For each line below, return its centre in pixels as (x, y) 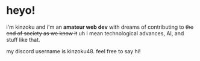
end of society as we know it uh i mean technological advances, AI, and (95, 33)
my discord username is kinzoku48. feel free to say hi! (73, 51)
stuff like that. (23, 39)
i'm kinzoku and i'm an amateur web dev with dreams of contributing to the (100, 27)
